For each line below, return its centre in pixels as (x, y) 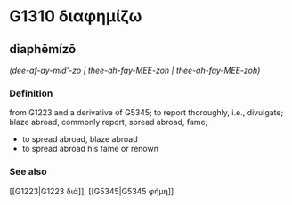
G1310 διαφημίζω (76, 16)
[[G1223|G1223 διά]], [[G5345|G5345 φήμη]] (92, 191)
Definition (31, 93)
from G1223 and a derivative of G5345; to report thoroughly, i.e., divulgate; (146, 113)
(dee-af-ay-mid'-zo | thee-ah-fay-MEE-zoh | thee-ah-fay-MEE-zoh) (135, 70)
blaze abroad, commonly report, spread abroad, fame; (109, 122)
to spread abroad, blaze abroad (80, 139)
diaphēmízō (43, 49)
